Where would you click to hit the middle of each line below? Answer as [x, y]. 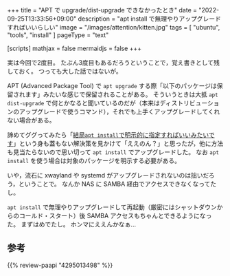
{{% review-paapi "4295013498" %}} [60, 265]
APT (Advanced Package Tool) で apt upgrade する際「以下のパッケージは [112, 86]
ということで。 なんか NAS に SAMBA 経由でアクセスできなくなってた [117, 184]
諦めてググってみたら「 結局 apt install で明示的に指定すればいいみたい [108, 135]
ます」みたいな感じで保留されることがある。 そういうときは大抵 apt [122, 94]
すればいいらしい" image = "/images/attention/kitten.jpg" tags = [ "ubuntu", [114, 27]
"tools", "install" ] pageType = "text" [58, 35]
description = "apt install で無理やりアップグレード [150, 19]
